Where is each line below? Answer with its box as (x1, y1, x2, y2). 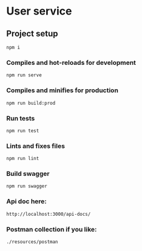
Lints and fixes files (6, 141, 66, 150)
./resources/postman (6, 239, 59, 245)
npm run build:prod (6, 100, 56, 106)
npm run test (6, 127, 39, 134)
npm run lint (6, 156, 39, 162)
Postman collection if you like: (6, 225, 97, 233)
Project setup (6, 28, 59, 39)
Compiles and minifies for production (6, 86, 118, 95)
